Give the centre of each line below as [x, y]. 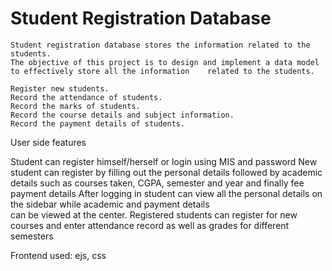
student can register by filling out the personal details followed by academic [166, 172]
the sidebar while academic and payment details [110, 204]
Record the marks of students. [75, 106]
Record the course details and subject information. [122, 115]
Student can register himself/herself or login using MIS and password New [164, 161]
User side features [48, 142]
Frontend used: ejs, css [58, 255]
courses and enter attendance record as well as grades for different [150, 225]
